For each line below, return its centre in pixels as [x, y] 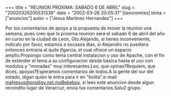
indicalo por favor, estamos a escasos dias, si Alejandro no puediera [77, 44]
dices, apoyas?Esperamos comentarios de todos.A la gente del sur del [79, 71]
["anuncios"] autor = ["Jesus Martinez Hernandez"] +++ [64, 18]
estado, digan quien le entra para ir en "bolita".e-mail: [62, 77]
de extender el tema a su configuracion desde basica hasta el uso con [79, 61]
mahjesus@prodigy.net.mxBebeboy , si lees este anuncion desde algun [80, 82]
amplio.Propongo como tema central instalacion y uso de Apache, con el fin [85, 55]
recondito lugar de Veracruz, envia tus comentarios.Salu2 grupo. [73, 88]
